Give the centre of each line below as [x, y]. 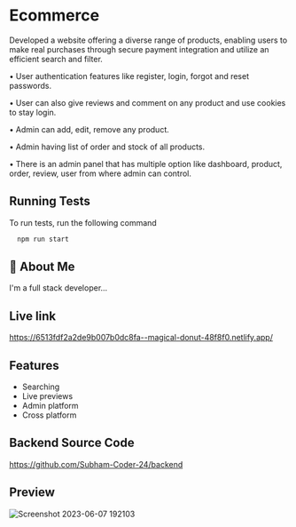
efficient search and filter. [56, 59]
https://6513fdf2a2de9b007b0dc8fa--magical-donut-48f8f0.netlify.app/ [141, 338]
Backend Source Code [72, 443]
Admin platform [50, 406]
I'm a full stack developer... [58, 288]
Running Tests [50, 201]
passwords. [30, 85]
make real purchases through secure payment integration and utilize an [139, 49]
